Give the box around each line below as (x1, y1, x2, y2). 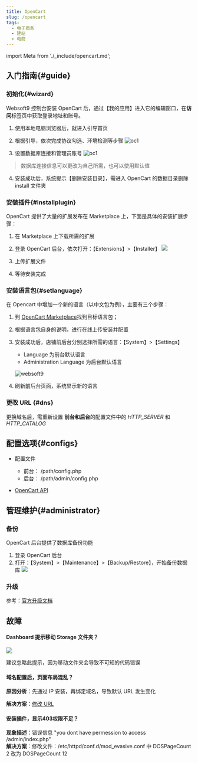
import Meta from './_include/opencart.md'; (6, 53, 111, 59)
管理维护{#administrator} (6, 505, 101, 515)
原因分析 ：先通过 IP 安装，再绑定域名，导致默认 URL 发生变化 (6, 688, 156, 695)
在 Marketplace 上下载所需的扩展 (14, 232, 95, 240)
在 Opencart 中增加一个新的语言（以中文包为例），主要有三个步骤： (6, 301, 169, 308)
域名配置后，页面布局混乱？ (6, 673, 74, 680)
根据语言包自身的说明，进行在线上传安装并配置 (14, 326, 128, 333)
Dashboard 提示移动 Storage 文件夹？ (6, 634, 99, 641)
